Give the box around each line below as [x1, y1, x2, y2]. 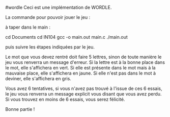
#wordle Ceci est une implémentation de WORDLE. [5, 5, 112, 10]
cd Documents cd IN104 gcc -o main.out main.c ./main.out [5, 34, 128, 40]
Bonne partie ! [5, 106, 35, 112]
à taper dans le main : [5, 24, 51, 30]
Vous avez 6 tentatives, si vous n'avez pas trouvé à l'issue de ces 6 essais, [5, 85, 162, 91]
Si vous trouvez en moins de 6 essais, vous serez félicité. [5, 97, 125, 102]
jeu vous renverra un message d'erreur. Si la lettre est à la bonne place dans [5, 59, 165, 65]
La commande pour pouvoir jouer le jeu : [5, 14, 91, 20]
